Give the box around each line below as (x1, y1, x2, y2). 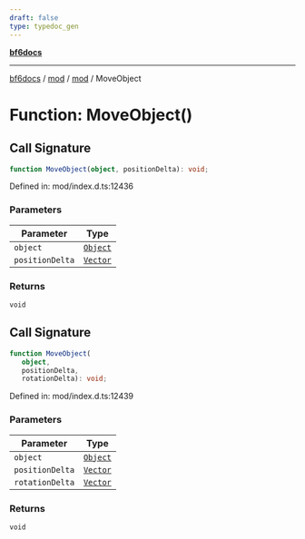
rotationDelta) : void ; (21, 374, 107, 384)
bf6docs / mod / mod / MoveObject (9, 73, 142, 83)
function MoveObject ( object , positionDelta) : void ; (9, 164, 209, 173)
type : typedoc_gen (9, 22, 79, 31)
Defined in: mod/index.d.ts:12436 (9, 181, 134, 191)
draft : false (9, 13, 59, 23)
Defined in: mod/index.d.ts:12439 (9, 391, 134, 402)
